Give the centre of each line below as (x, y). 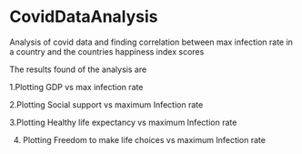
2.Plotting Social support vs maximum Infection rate (106, 104)
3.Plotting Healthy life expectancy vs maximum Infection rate (123, 122)
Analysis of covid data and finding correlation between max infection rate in (151, 42)
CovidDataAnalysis (84, 17)
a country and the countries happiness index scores (107, 51)
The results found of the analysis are (78, 69)
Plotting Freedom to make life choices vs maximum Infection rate (144, 139)
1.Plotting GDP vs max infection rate (76, 87)
